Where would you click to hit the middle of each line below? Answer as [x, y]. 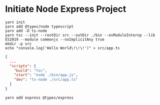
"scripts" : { [23, 66]
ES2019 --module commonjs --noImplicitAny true [55, 39]
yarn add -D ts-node [26, 31]
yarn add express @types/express [39, 98]
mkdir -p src [18, 44]
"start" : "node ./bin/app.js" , [46, 75]
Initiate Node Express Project [66, 9]
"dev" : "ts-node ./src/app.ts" [46, 80]
